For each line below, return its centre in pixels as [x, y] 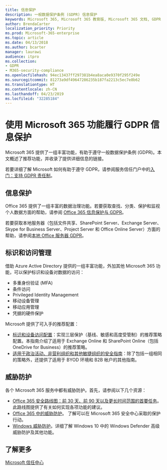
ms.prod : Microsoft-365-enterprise [42, 33]
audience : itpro [22, 56]
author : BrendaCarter [28, 24]
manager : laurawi [23, 52]
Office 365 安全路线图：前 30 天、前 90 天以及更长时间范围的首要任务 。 [87, 401]
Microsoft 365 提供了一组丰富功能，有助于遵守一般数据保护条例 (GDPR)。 [81, 152]
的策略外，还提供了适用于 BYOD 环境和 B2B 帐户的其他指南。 [76, 360]
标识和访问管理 [28, 253]
